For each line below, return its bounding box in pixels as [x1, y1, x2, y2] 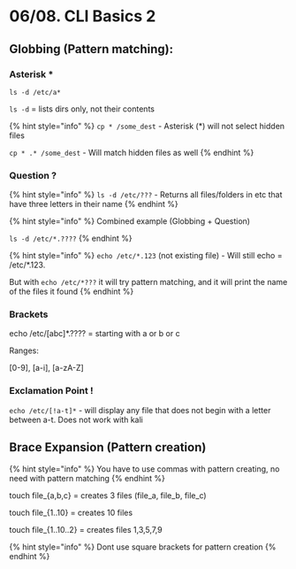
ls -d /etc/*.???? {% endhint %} [9, 233, 133, 244]
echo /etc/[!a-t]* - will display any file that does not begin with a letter [9, 404, 271, 415]
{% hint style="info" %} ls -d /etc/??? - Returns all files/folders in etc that [9, 189, 283, 200]
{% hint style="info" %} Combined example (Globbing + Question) [9, 216, 250, 227]
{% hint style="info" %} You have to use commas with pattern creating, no [9, 463, 280, 474]
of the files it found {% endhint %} [9, 286, 134, 297]
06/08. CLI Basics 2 [9, 6, 156, 27]
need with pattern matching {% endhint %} [9, 473, 166, 483]
